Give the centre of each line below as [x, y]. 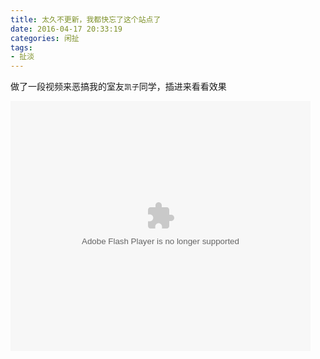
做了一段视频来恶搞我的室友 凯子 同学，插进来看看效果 [118, 87]
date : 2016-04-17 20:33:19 [66, 29]
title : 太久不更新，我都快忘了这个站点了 [86, 19]
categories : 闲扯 [45, 38]
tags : [21, 47]
